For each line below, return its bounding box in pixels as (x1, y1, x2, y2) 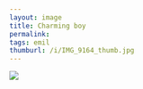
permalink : (9, 29, 50, 38)
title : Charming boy (9, 21, 87, 30)
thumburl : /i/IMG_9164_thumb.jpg (9, 46, 135, 55)
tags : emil (9, 37, 50, 47)
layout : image (9, 12, 63, 22)
